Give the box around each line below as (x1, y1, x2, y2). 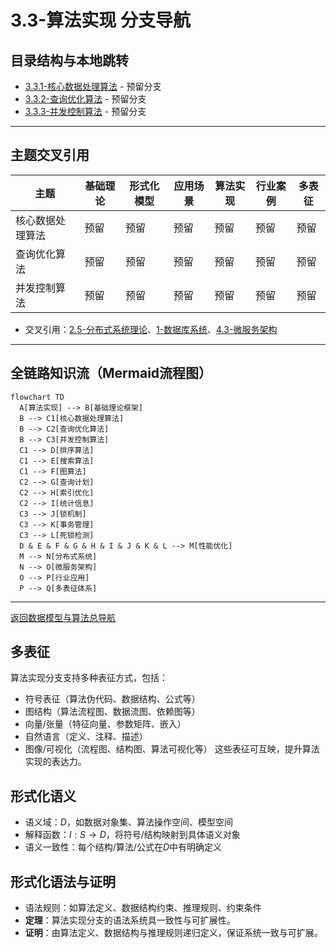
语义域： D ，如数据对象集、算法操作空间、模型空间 (24, 816, 233, 828)
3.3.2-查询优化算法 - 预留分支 (24, 93, 147, 105)
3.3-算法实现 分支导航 (10, 9, 191, 32)
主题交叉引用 (10, 147, 90, 164)
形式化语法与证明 (10, 873, 116, 890)
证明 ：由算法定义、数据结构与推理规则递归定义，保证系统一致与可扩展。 (24, 927, 323, 939)
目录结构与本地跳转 (10, 52, 129, 69)
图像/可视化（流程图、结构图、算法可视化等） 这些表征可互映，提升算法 (24, 743, 320, 755)
